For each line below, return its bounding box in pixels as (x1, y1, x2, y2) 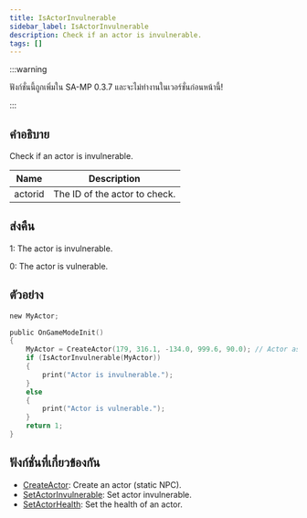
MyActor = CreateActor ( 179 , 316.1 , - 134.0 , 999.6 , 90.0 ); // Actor (26, 344, 288, 354)
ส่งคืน (9, 218, 35, 234)
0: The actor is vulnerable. (9, 260, 109, 271)
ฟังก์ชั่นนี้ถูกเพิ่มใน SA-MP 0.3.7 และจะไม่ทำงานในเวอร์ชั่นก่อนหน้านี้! (9, 81, 224, 92)
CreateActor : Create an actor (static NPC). (22, 479, 182, 490)
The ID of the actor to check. (53, 188, 176, 201)
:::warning (9, 64, 48, 75)
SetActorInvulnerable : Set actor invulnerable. (22, 489, 192, 500)
